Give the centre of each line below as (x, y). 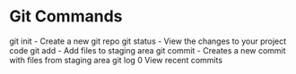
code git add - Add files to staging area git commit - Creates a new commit (148, 50)
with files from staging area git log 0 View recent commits (116, 60)
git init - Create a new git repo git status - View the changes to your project (148, 41)
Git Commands (66, 16)
